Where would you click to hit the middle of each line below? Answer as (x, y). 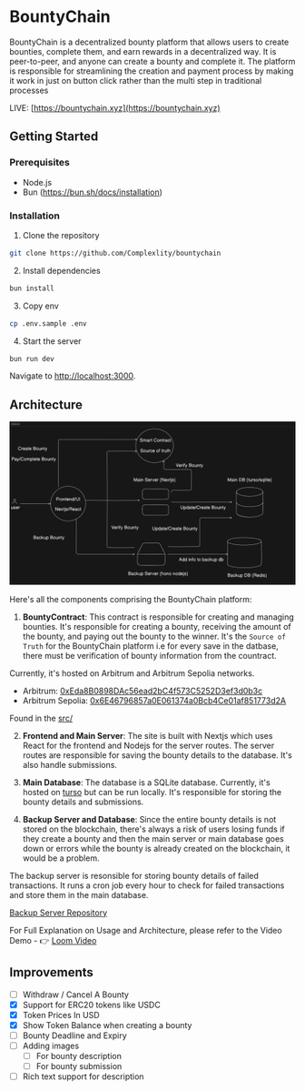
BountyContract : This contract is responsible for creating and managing (158, 617)
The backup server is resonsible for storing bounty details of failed (134, 875)
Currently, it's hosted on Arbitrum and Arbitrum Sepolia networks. (132, 673)
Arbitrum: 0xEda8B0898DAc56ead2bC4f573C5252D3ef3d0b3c (143, 691)
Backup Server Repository (58, 913)
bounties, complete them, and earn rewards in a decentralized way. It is (143, 51)
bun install (32, 288)
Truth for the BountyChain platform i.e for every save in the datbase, (150, 646)
